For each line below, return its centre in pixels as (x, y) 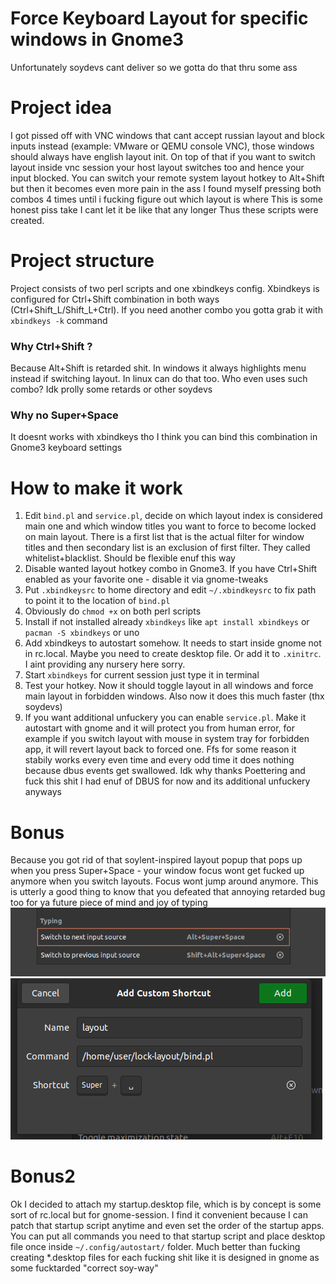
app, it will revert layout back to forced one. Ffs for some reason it (160, 749)
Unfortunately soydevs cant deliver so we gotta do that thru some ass (154, 67)
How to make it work (96, 488)
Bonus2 (43, 1176)
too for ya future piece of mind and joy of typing (109, 903)
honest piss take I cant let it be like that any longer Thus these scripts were (164, 209)
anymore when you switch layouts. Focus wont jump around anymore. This (164, 881)
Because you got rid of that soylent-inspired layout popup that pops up (156, 860)
